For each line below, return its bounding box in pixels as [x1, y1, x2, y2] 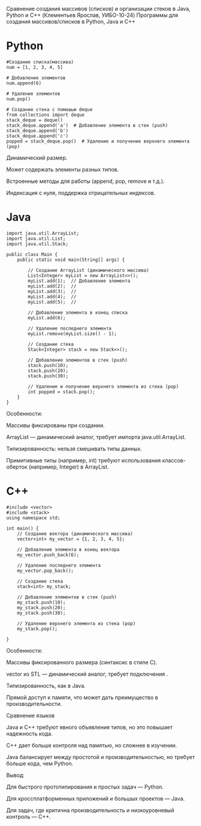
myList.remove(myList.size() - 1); [28, 330, 117, 337]
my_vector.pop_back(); [17, 568, 74, 574]
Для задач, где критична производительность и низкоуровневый [6, 806, 175, 814]
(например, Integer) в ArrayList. [28, 463, 110, 470]
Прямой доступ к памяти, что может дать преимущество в [6, 694, 158, 701]
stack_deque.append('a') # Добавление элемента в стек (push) [6, 122, 169, 129]
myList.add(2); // [28, 283, 77, 289]
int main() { [6, 525, 39, 531]
